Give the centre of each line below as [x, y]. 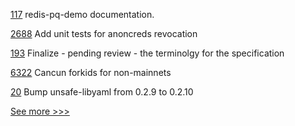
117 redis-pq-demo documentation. [82, 14]
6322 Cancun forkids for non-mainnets [91, 72]
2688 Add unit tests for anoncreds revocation [104, 33]
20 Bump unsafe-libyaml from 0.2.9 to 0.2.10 [102, 92]
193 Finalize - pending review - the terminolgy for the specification [147, 53]
